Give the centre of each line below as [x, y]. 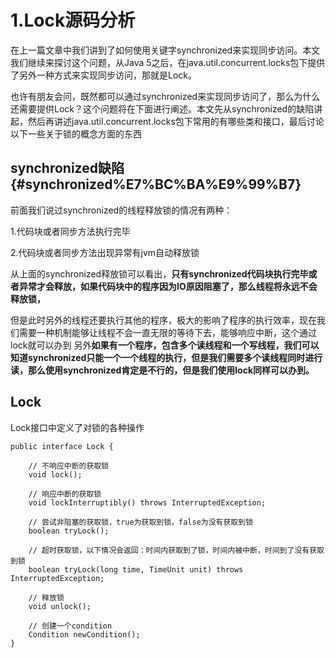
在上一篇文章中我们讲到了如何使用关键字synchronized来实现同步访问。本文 [165, 50]
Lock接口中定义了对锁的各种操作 [77, 427]
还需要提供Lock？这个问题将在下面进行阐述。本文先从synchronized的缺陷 [162, 108]
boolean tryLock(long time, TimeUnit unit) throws [136, 569]
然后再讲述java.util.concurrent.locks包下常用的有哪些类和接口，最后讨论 [176, 121]
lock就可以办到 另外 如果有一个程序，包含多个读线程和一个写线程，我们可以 [165, 345]
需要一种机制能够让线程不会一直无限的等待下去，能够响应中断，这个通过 [167, 332]
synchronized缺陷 [67, 168]
